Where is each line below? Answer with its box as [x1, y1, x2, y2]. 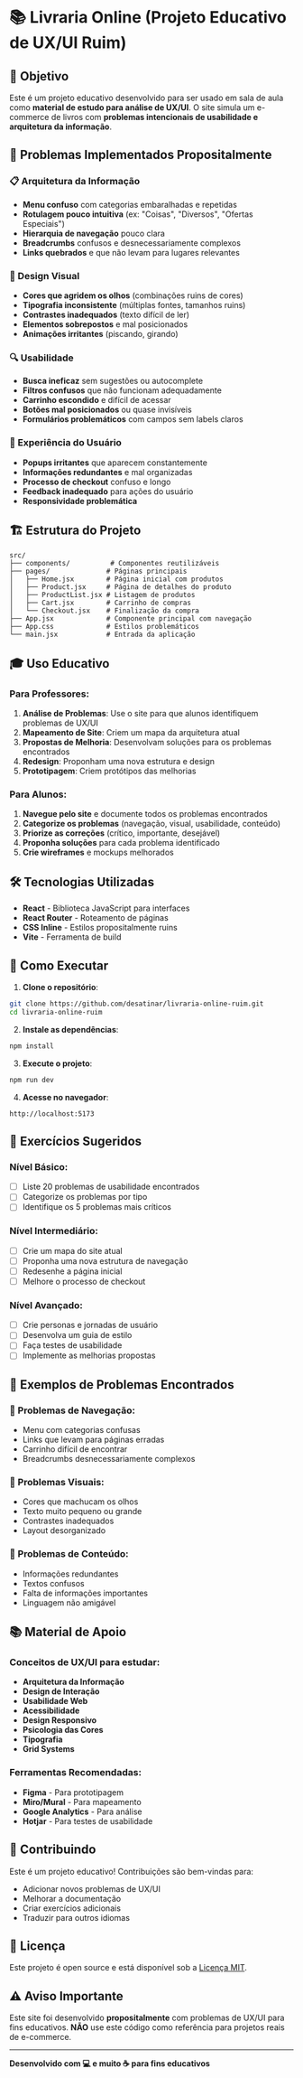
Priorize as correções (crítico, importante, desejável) [22, 828, 221, 838]
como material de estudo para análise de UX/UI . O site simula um [9, 102, 255, 113]
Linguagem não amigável [22, 1596, 116, 1608]
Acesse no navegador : [22, 1091, 109, 1102]
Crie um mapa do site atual [22, 1245, 124, 1256]
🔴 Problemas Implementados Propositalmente [9, 147, 272, 163]
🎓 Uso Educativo [9, 656, 110, 671]
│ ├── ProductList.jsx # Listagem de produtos [9, 591, 196, 600]
